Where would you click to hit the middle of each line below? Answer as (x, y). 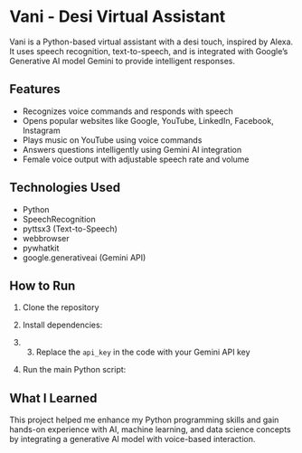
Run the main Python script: (74, 370)
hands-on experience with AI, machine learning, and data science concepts (150, 429)
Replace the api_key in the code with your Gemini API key (143, 352)
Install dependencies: (62, 325)
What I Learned (53, 398)
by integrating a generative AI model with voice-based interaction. (132, 439)
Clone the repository (61, 307)
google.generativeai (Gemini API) (84, 257)
